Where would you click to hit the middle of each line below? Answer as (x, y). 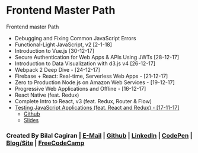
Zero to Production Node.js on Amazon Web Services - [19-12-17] (95, 82)
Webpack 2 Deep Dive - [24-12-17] (58, 69)
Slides (31, 120)
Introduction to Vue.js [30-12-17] (55, 50)
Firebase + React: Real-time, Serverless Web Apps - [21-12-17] (91, 76)
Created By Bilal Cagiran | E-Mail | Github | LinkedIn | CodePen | (99, 135)
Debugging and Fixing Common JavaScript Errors (75, 38)
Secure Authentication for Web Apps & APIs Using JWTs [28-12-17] (97, 57)
